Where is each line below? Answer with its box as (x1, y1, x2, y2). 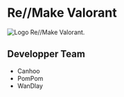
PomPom (17, 74, 44, 82)
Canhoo (17, 66, 40, 75)
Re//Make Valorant (7, 5, 117, 21)
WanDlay (17, 82, 44, 90)
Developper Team (7, 48, 85, 60)
